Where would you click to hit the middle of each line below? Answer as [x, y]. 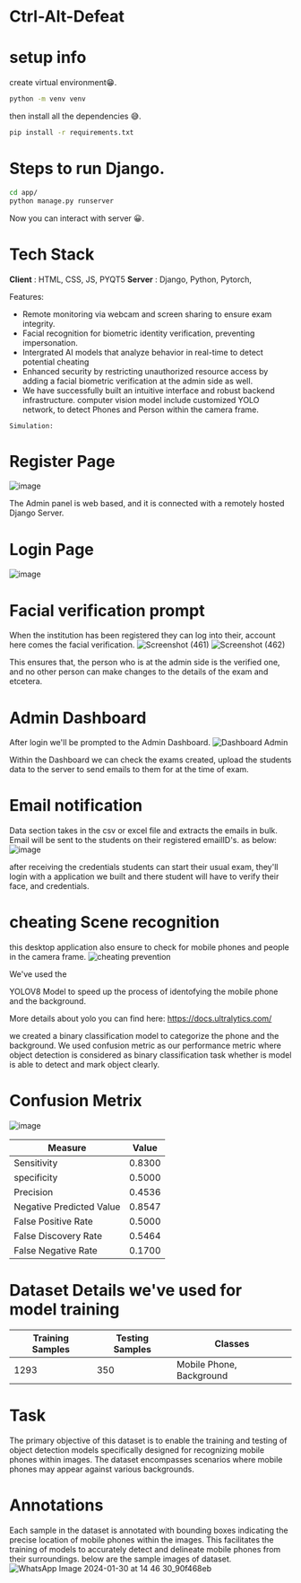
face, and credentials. [49, 886]
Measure [67, 1148]
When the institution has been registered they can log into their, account [142, 636]
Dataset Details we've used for [126, 1291]
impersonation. [50, 342]
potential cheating [56, 362]
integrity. [39, 323]
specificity [36, 1178]
